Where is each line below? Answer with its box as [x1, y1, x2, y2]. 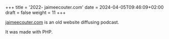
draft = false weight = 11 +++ [5, 9, 66, 15]
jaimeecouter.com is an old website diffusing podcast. [5, 19, 119, 25]
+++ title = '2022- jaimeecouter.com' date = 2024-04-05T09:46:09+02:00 [5, 4, 164, 10]
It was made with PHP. [5, 29, 53, 34]
